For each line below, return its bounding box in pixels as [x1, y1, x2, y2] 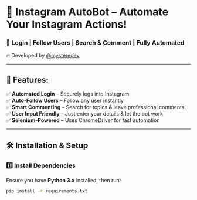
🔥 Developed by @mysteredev [6, 52, 80, 59]
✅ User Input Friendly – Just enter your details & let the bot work [6, 110, 163, 117]
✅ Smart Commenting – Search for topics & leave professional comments [6, 104, 185, 111]
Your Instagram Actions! [6, 18, 127, 31]
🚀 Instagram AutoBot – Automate [6, 5, 169, 19]
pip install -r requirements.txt [6, 188, 88, 194]
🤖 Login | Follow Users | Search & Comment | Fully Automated [6, 39, 185, 47]
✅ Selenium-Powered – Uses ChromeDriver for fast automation [6, 117, 160, 124]
